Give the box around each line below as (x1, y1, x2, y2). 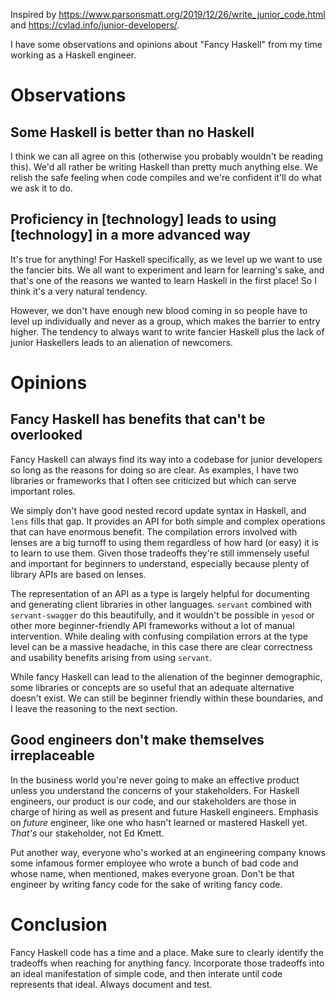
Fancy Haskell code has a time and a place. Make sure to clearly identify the (10, 946, 324, 958)
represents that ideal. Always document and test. (10, 978, 213, 990)
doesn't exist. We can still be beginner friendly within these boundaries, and (10, 692, 324, 704)
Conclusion (10, 913, 108, 936)
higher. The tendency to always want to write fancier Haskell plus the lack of (10, 325, 325, 338)
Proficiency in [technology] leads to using (10, 211, 277, 228)
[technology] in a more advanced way (10, 227, 251, 244)
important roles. (10, 485, 76, 497)
